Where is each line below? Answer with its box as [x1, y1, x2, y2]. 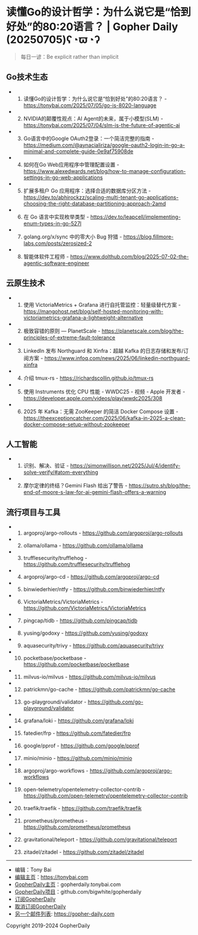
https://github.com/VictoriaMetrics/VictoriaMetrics [23, 605, 146, 612]
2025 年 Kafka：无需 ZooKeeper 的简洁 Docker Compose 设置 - [23, 407, 179, 415]
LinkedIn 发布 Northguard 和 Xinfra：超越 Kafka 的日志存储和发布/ [23, 347, 184, 354]
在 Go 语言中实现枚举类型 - [23, 213, 90, 220]
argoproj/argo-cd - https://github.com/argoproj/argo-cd [23, 573, 160, 581]
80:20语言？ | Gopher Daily [42, 20, 179, 34]
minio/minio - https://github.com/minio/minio [23, 755, 133, 762]
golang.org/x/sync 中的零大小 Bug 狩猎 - [23, 233, 123, 240]
